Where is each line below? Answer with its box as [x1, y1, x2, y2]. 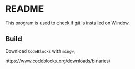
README [5, 3, 44, 15]
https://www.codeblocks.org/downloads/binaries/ [5, 58, 111, 64]
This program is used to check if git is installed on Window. [5, 20, 130, 26]
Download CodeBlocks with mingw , [5, 48, 75, 54]
